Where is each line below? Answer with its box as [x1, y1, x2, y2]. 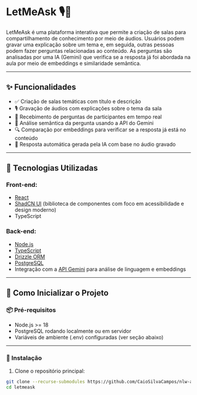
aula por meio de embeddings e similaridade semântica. [6, 60, 141, 67]
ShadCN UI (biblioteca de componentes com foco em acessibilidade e [14, 200, 185, 207]
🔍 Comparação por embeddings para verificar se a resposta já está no [14, 126, 186, 133]
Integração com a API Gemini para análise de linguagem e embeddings [14, 265, 186, 273]
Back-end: [6, 227, 36, 236]
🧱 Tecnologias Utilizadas [6, 163, 98, 173]
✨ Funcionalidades [6, 82, 76, 92]
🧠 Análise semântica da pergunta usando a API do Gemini [14, 119, 154, 127]
